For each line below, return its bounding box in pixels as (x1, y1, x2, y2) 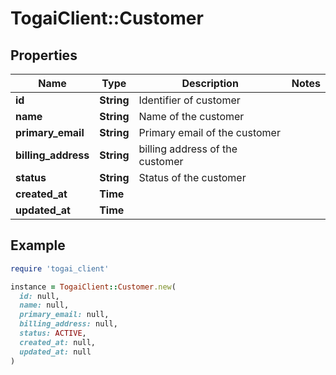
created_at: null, (19, 337, 97, 347)
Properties (10, 47, 78, 64)
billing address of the (138, 142, 238, 156)
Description (181, 77, 239, 90)
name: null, (19, 300, 70, 311)
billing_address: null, (19, 319, 118, 329)
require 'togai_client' (10, 263, 110, 274)
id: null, (19, 291, 60, 301)
